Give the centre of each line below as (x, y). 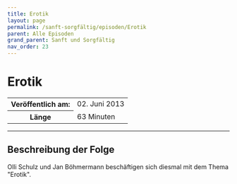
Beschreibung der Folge (61, 150)
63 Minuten (96, 116)
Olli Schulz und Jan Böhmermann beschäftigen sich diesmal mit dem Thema (118, 166)
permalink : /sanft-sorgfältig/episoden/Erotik (77, 27)
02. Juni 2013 (101, 104)
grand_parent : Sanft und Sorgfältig (61, 40)
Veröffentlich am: (41, 104)
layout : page (26, 21)
